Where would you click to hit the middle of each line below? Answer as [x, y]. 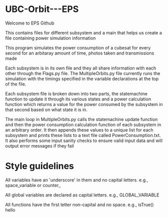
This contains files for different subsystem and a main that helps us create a [83, 32]
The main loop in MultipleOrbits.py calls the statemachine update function [81, 119]
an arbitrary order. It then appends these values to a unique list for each [79, 130]
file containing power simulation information [51, 38]
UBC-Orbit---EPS [42, 9]
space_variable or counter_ [33, 185]
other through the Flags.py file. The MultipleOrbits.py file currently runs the [83, 73]
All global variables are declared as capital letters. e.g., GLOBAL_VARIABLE [82, 195]
